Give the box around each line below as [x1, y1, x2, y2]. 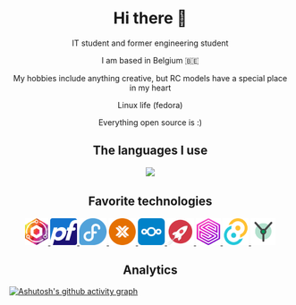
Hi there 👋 [113, 8, 188, 29]
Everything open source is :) [97, 116, 203, 128]
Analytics [123, 262, 178, 277]
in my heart [129, 82, 172, 93]
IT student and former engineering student [72, 38, 229, 48]
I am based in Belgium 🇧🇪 [101, 55, 199, 65]
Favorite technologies [88, 194, 213, 209]
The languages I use [92, 143, 208, 158]
